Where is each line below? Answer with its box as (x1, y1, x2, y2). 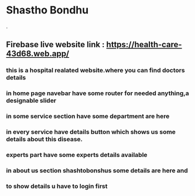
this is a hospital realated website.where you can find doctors (6, 66, 186, 75)
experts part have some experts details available (6, 150, 148, 159)
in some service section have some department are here (6, 112, 170, 120)
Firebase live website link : (6, 40, 105, 50)
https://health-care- (106, 40, 183, 50)
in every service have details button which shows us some (6, 128, 176, 136)
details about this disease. (6, 135, 83, 143)
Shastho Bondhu (6, 3, 89, 17)
